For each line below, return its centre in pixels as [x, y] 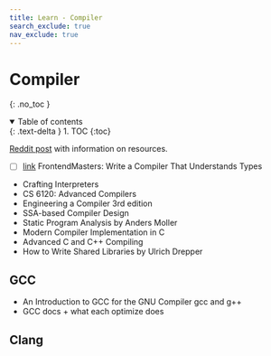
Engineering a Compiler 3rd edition [88, 203]
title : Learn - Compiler [56, 18]
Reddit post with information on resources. [89, 149]
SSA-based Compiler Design [75, 213]
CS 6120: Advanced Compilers [79, 194]
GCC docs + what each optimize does [93, 312]
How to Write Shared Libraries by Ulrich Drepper [112, 252]
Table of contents [50, 122]
